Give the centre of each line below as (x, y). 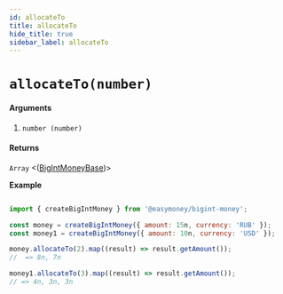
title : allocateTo (43, 26)
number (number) (52, 128)
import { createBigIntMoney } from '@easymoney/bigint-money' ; (129, 209)
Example (26, 185)
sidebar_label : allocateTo (59, 42)
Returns (24, 148)
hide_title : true (41, 34)
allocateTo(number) (81, 85)
